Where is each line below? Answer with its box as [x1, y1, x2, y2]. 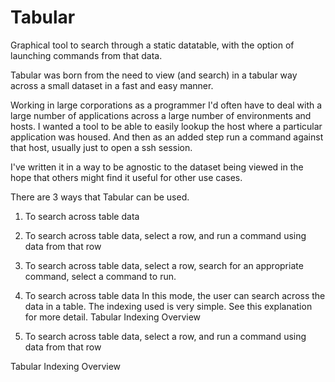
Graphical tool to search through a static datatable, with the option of [10, 39, 295, 51]
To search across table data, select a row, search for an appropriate [24, 259, 304, 271]
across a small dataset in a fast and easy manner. [10, 79, 214, 91]
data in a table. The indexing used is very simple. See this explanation [24, 300, 313, 312]
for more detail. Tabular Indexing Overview [24, 311, 202, 323]
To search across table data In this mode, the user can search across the [24, 289, 326, 301]
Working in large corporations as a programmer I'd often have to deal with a [10, 99, 323, 111]
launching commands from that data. [10, 49, 163, 61]
